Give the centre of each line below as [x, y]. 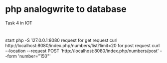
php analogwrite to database [66, 9]
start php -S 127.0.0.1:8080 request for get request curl [61, 40]
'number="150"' [34, 56]
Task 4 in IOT [19, 23]
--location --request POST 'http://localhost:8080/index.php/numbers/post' [82, 51]
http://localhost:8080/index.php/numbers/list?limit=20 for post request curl [83, 46]
